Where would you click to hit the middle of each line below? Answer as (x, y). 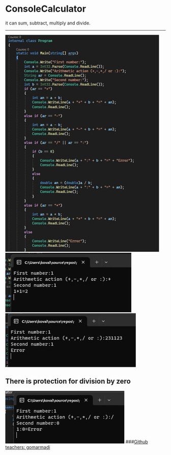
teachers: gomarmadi (28, 447)
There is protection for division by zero (68, 381)
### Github (137, 442)
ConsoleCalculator (46, 9)
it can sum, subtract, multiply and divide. (48, 23)
